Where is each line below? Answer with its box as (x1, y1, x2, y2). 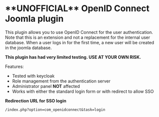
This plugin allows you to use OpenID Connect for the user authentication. (5, 29, 153, 35)
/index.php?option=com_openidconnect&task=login (5, 107, 106, 112)
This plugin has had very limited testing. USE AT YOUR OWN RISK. (5, 54, 141, 60)
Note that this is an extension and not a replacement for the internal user (5, 34, 150, 40)
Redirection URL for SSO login (5, 98, 67, 103)
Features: (5, 64, 24, 69)
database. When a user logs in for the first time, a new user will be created (5, 39, 155, 45)
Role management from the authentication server (12, 78, 111, 84)
